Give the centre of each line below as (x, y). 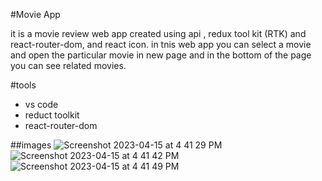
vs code (41, 104)
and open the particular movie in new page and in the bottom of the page (161, 55)
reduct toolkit (52, 115)
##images (31, 145)
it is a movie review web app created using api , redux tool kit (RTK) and (158, 33)
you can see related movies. (68, 65)
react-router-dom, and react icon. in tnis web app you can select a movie (161, 44)
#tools (23, 85)
